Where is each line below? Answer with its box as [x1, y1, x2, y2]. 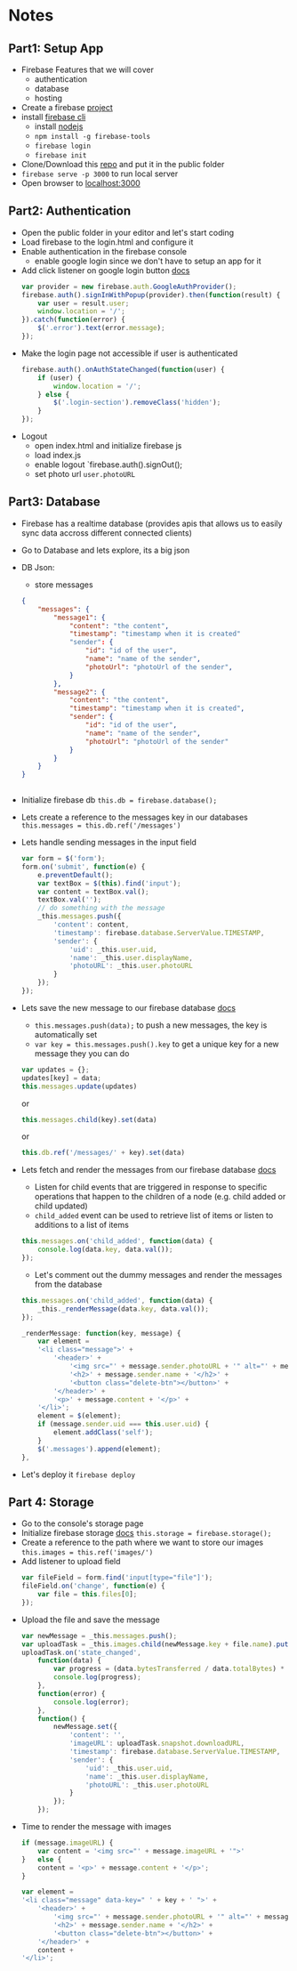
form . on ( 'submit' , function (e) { [20, 862, 146, 871]
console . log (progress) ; [53, 1673, 141, 1682]
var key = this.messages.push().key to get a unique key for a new [34, 1038, 279, 1049]
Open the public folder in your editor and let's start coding [20, 227, 235, 238]
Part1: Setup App [8, 41, 104, 56]
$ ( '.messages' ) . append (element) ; [37, 1444, 162, 1453]
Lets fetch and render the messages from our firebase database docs [20, 1165, 277, 1175]
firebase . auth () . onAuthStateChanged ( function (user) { [20, 365, 225, 374]
